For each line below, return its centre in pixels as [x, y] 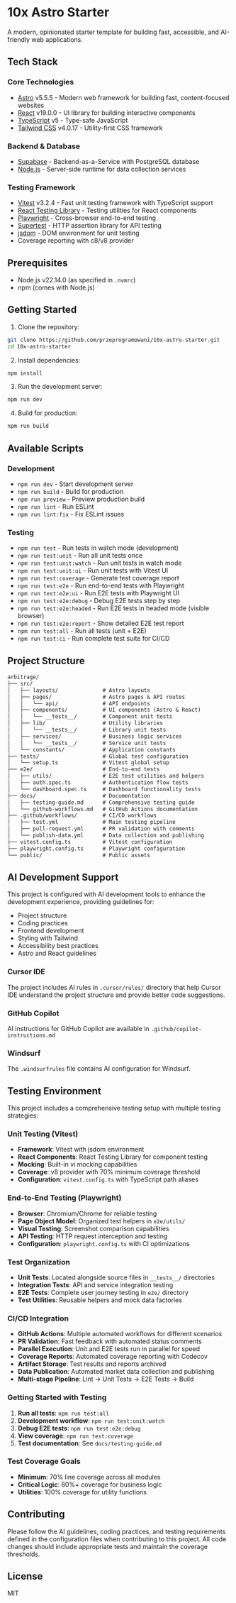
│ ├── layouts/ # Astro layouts [79, 690]
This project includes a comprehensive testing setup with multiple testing [114, 1108]
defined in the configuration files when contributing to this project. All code [117, 1539]
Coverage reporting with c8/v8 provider [75, 241]
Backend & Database [44, 146]
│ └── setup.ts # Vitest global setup [89, 763]
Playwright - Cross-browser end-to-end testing [87, 218]
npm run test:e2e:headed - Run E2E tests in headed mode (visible [113, 608]
